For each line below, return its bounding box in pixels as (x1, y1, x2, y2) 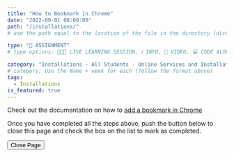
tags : (7, 74, 23, 81)
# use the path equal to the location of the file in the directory (7, 29, 210, 37)
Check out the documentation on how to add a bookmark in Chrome (7, 106, 203, 115)
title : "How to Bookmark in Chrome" (7, 10, 114, 17)
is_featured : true (7, 87, 61, 94)
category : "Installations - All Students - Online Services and (7, 61, 198, 68)
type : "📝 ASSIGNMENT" (7, 42, 70, 49)
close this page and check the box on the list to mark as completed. (7, 126, 202, 135)
